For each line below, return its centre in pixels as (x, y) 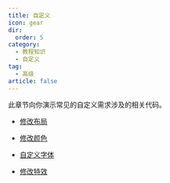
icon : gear (26, 23)
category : (24, 45)
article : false (33, 81)
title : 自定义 (29, 15)
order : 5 (29, 37)
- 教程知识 (31, 52)
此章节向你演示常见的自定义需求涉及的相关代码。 (87, 104)
